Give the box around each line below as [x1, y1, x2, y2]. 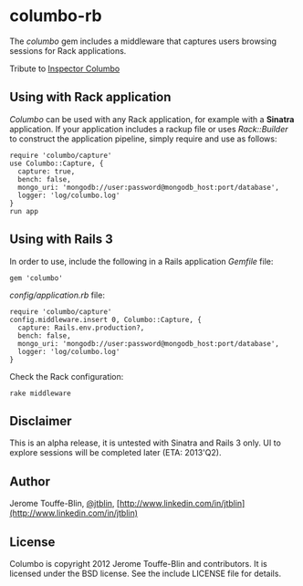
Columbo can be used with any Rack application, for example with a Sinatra [9, 113, 295, 124]
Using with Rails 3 [9, 232, 114, 247]
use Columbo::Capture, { [9, 159, 104, 168]
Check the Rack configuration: [9, 371, 124, 382]
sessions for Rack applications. [9, 45, 127, 56]
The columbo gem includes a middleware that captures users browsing [9, 36, 277, 47]
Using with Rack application [9, 89, 172, 105]
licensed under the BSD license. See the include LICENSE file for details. [9, 568, 281, 579]
